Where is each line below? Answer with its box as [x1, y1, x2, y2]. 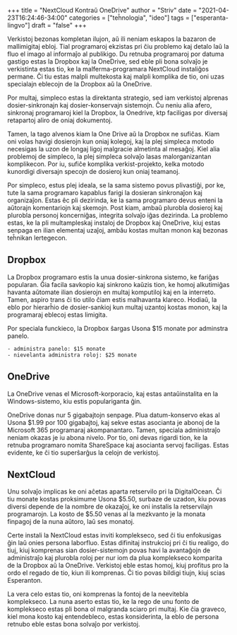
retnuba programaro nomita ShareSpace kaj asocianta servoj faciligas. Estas [7, 441, 229, 449]
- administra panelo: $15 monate [7, 345, 106, 352]
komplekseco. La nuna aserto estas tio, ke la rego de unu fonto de [7, 598, 200, 606]
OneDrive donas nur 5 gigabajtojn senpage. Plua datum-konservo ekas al [7, 410, 220, 419]
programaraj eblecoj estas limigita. [7, 310, 108, 319]
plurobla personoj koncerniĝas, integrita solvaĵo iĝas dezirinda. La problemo [7, 211, 228, 219]
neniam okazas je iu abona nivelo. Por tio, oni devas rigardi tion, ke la [7, 433, 208, 441]
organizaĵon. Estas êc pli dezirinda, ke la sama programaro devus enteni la [7, 196, 224, 204]
